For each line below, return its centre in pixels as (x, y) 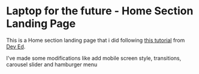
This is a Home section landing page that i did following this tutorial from (96, 40)
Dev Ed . (16, 47)
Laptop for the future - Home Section (100, 11)
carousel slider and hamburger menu (52, 64)
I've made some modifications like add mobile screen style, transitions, (94, 58)
